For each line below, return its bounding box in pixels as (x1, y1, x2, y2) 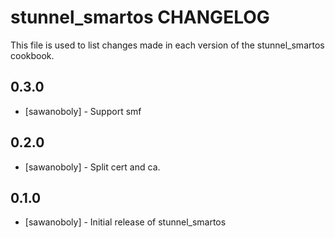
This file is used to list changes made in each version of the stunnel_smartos (10, 39, 325, 51)
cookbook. (10, 49, 55, 61)
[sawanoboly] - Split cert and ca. (24, 161, 161, 173)
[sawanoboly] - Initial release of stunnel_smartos (24, 216, 227, 228)
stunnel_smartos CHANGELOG (10, 6, 270, 29)
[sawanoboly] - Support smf (24, 105, 142, 117)
